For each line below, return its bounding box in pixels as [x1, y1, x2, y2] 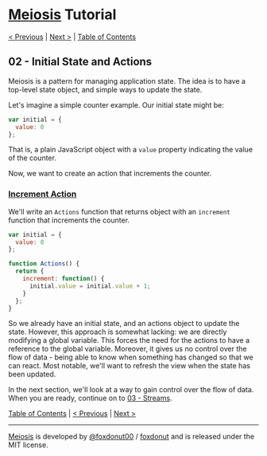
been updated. [8, 369, 56, 379]
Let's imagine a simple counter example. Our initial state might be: [8, 100, 225, 109]
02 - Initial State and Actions [8, 55, 153, 69]
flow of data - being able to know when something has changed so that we [8, 352, 253, 362]
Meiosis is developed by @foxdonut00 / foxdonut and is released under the [8, 432, 255, 442]
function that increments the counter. [8, 215, 130, 225]
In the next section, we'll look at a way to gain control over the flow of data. [8, 385, 254, 395]
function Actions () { [8, 260, 80, 268]
